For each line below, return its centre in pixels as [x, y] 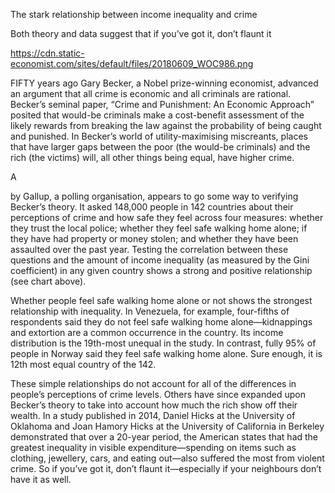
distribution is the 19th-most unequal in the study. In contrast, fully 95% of [163, 343]
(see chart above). [48, 281]
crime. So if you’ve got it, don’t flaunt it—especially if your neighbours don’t [166, 468]
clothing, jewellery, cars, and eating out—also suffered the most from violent [167, 458]
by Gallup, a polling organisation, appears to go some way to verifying [154, 196]
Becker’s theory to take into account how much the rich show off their [154, 405]
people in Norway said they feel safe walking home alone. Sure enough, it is [166, 353]
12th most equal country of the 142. [83, 364]
